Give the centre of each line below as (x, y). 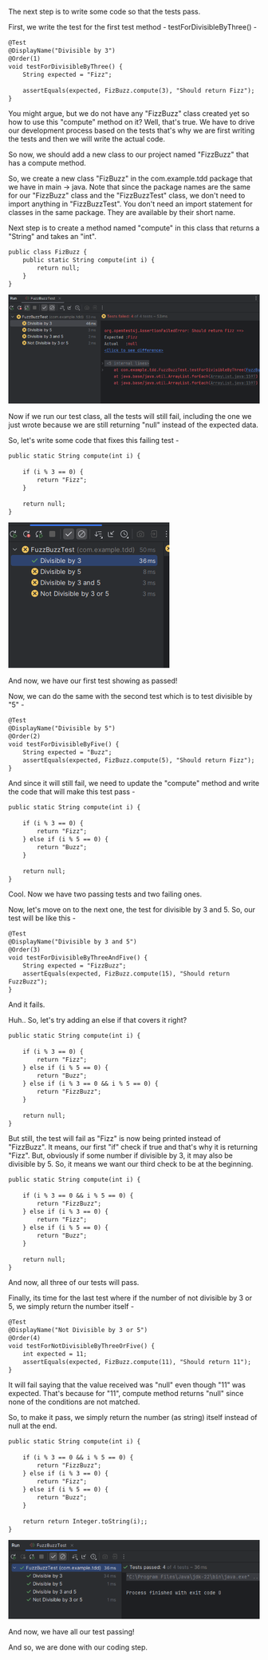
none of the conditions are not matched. (74, 1402)
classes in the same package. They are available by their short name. (122, 212)
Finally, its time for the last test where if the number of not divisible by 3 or (130, 1298)
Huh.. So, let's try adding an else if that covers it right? (98, 1020)
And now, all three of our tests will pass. (74, 1282)
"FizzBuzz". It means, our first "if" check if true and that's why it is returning (133, 1147)
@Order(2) (25, 736)
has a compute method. (47, 163)
